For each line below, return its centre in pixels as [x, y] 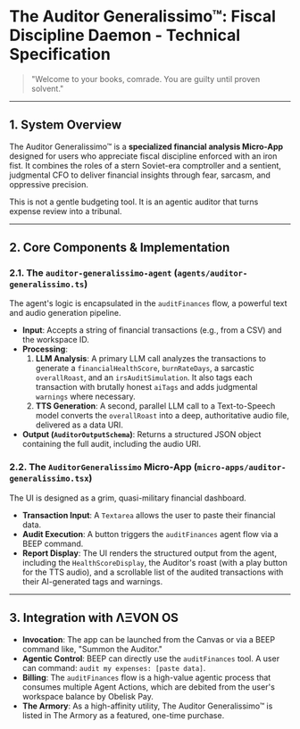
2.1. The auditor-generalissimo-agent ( [94, 273]
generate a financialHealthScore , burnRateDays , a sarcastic [145, 369]
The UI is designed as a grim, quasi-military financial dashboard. [128, 498]
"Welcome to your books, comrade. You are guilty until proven [146, 79]
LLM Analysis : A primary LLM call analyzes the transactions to [150, 359]
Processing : [45, 349]
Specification [60, 54]
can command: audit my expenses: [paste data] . [114, 667]
